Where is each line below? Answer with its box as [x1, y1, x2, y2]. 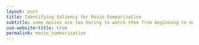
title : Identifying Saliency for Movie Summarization [6, 14, 142, 20]
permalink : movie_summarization [6, 30, 86, 36]
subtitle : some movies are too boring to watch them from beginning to [6, 19, 187, 25]
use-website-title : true [6, 25, 68, 31]
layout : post [6, 8, 38, 15]
